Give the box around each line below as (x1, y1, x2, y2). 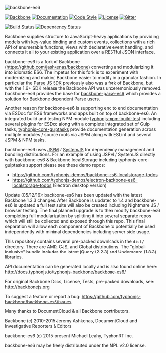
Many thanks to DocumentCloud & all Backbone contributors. (5, 308, 130, 314)
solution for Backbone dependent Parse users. (5, 96, 100, 101)
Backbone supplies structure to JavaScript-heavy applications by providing (5, 34, 159, 39)
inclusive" (5, 249, 26, 254)
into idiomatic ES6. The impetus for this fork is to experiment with (5, 69, 139, 75)
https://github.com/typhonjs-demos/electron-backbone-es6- (12, 177, 138, 183)
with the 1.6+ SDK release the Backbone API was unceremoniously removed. (5, 85, 162, 91)
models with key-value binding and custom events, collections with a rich (5, 39, 155, 45)
